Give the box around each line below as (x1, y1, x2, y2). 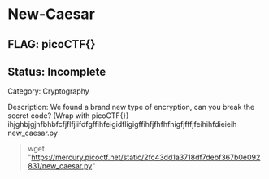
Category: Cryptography (7, 86, 90, 96)
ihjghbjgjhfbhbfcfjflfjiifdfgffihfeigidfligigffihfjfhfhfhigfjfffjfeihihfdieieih (7, 120, 237, 129)
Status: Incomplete (7, 64, 106, 78)
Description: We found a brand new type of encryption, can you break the (7, 103, 255, 112)
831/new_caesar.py (27, 161, 93, 171)
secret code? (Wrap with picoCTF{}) (7, 111, 129, 120)
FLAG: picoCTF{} (7, 37, 96, 51)
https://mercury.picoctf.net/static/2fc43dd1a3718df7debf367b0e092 (31, 152, 261, 163)
